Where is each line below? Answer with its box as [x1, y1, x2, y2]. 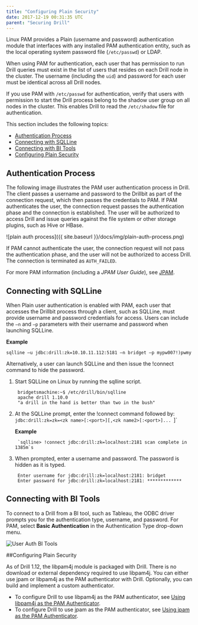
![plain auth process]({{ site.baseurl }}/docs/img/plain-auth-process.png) [6, 233, 184, 241]
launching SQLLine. [6, 327, 54, 334]
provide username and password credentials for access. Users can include [6, 315, 189, 321]
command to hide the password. [6, 367, 85, 373]
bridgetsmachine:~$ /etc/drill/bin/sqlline [17, 389, 126, 395]
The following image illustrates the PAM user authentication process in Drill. [6, 184, 190, 191]
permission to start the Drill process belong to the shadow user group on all [6, 97, 190, 104]
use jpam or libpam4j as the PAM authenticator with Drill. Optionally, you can [6, 575, 193, 582]
